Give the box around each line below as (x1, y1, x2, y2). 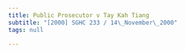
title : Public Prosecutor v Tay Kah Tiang (8, 11, 150, 19)
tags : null (8, 26, 44, 34)
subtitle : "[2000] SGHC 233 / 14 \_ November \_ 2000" (8, 19, 178, 26)
